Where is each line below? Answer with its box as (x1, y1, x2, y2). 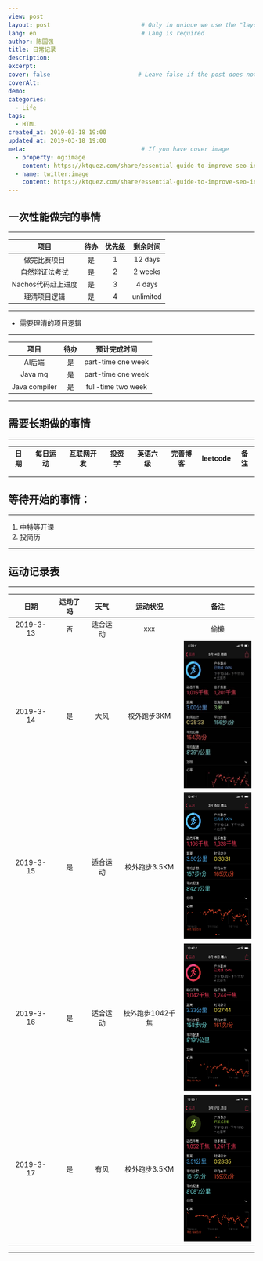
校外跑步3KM (128, 711, 171, 720)
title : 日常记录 (8, 46, 56, 54)
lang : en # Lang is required (8, 29, 205, 37)
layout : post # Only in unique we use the (8, 20, 236, 29)
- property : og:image (15, 153, 86, 161)
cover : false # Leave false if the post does (8, 71, 243, 78)
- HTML (15, 120, 37, 129)
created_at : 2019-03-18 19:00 (8, 129, 107, 137)
